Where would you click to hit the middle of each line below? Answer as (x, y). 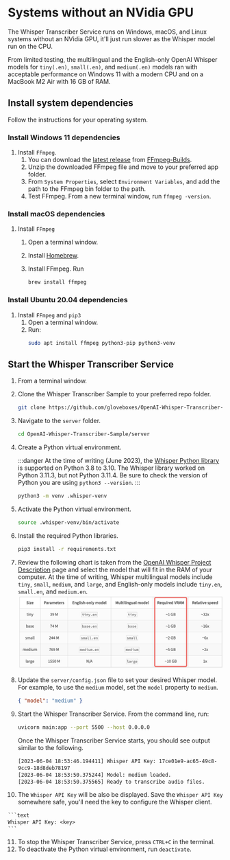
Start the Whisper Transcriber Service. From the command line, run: (113, 714)
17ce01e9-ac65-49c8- (188, 761)
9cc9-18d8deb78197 (44, 768)
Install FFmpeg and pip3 (49, 315)
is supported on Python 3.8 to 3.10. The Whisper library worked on (111, 468)
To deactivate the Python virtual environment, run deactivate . (105, 849)
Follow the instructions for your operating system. (78, 120)
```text (19, 815)
